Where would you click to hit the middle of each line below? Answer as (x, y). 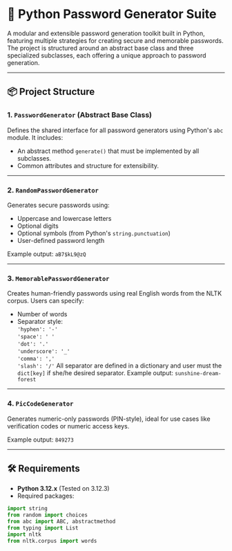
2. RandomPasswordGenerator (53, 190)
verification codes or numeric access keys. (68, 426)
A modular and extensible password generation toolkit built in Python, (106, 33)
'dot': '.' (33, 344)
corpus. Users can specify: (46, 301)
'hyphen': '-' (37, 329)
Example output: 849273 (40, 440)
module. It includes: (35, 137)
